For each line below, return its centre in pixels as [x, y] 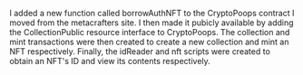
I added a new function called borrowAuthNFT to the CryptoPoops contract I [152, 13]
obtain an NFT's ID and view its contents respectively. [110, 61]
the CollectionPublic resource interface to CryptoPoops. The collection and [150, 32]
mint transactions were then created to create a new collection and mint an [149, 42]
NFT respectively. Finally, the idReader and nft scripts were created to [140, 52]
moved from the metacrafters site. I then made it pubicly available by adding [151, 23]
